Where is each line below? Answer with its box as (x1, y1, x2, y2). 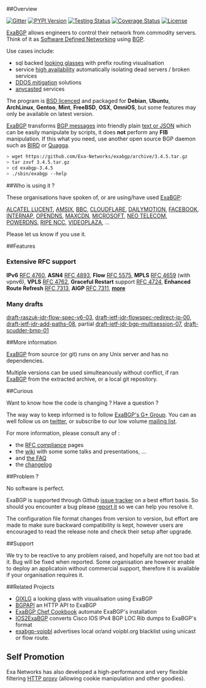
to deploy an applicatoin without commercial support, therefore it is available (6, 565, 200, 572)
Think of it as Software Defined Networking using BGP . (6, 36, 145, 42)
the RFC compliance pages (15, 441, 84, 449)
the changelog (15, 461, 52, 468)
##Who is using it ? (6, 182, 55, 189)
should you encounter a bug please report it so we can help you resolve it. (6, 503, 194, 511)
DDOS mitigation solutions (15, 79, 82, 86)
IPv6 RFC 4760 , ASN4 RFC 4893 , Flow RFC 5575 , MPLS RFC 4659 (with (6, 271, 191, 278)
